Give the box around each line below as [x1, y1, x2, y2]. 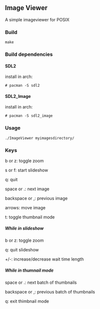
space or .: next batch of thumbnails [5, 279, 77, 285]
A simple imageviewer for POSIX [5, 16, 70, 22]
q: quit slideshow [5, 247, 39, 252]
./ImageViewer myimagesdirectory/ [5, 136, 75, 140]
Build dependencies [5, 51, 53, 58]
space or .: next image [5, 186, 50, 192]
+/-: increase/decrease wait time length [5, 256, 84, 262]
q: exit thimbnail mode [5, 298, 49, 304]
